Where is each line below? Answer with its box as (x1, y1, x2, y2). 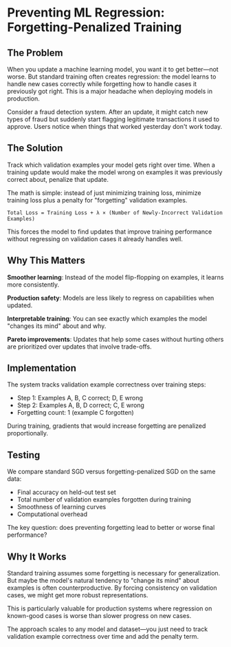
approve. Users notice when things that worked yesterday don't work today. (7, 123, 222, 130)
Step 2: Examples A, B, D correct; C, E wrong (16, 401, 144, 409)
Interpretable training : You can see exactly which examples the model (7, 314, 208, 322)
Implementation (7, 362, 77, 374)
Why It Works (7, 551, 67, 562)
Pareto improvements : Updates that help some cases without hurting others (7, 335, 224, 343)
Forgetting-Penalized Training (7, 19, 182, 35)
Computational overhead (16, 510, 88, 518)
